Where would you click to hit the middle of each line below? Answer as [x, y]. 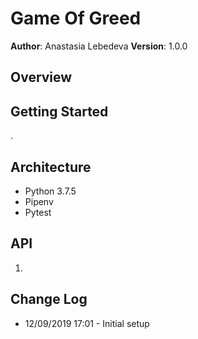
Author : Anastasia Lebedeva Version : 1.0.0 [99, 46]
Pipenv [39, 201]
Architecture [51, 167]
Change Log [49, 299]
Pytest [38, 212]
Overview [41, 77]
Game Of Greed [76, 18]
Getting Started [59, 111]
